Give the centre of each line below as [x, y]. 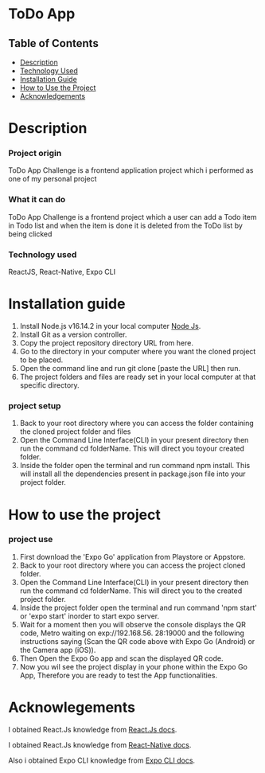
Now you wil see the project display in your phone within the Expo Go [134, 666]
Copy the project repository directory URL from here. [106, 343]
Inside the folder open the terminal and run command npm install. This [135, 466]
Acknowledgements [53, 96]
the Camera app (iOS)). [58, 650]
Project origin [35, 154]
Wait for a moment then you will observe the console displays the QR [133, 624]
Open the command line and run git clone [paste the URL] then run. [130, 369]
